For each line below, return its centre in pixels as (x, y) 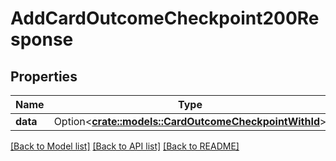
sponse (42, 39)
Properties (44, 76)
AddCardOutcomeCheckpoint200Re (165, 18)
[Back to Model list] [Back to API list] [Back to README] (125, 146)
